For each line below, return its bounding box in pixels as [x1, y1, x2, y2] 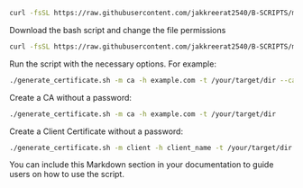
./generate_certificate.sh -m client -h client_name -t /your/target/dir [9, 143, 293, 152]
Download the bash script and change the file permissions [9, 24, 226, 35]
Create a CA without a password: [9, 92, 133, 103]
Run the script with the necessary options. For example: [9, 58, 216, 69]
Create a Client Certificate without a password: [9, 126, 183, 137]
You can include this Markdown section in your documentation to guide [9, 159, 274, 170]
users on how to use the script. [9, 169, 124, 180]
